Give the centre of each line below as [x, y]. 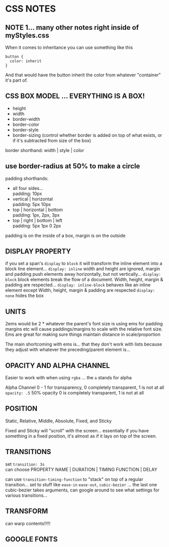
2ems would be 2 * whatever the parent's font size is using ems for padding [84, 324]
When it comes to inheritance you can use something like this [69, 47]
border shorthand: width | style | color [45, 150]
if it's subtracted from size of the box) [52, 140]
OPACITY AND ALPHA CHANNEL [58, 365]
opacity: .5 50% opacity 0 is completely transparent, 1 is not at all [75, 393]
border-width [26, 119]
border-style [25, 130]
